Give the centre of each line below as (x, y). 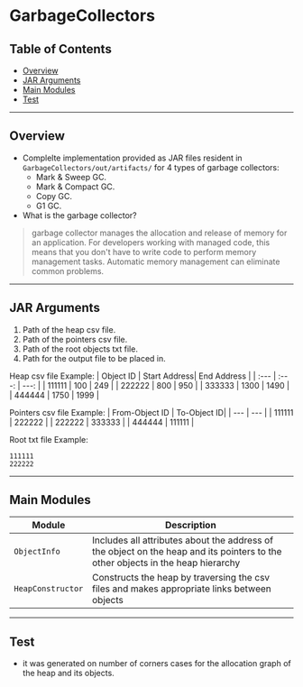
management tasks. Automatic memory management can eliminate (156, 261)
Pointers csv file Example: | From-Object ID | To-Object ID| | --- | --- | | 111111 (151, 412)
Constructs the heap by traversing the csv (181, 578)
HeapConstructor (49, 589)
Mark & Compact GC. (75, 187)
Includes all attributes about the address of (182, 540)
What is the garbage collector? (79, 215)
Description (191, 526)
